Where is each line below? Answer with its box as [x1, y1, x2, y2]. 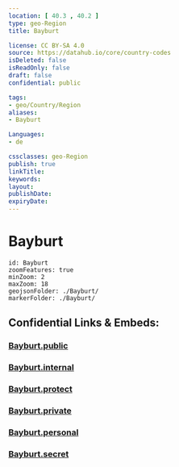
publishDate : [8, 190, 52, 198]
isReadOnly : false [8, 64, 70, 73]
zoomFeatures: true [8, 265, 74, 274]
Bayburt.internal [8, 362, 74, 373]
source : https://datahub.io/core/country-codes [8, 49, 172, 57]
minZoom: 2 [8, 273, 45, 281]
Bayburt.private [8, 405, 73, 416]
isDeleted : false [8, 56, 67, 65]
